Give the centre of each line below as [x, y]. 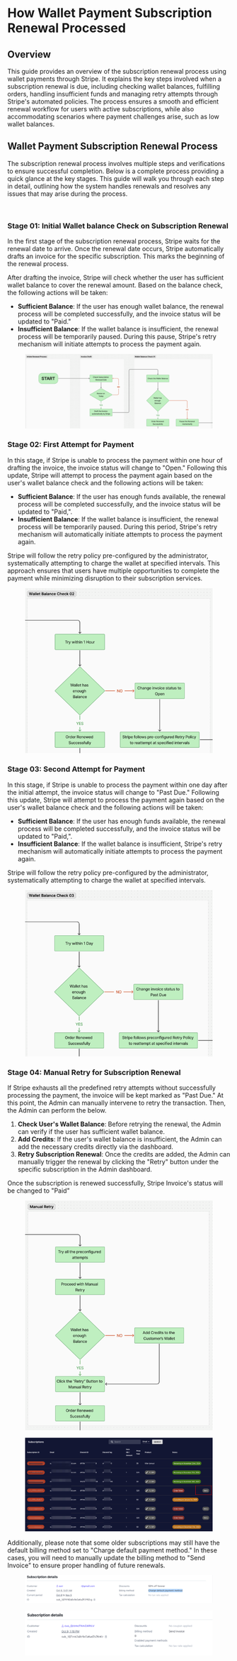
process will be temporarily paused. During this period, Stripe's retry [117, 526]
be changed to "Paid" [39, 1191]
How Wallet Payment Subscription [110, 13]
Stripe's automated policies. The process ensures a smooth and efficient [113, 101]
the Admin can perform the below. [57, 1110]
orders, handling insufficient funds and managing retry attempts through [112, 94]
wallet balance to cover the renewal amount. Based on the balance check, [115, 285]
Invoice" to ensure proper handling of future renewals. [86, 1565]
